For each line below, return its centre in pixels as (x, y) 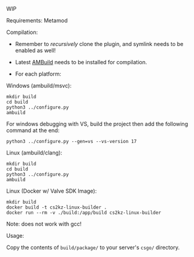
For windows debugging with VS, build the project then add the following (97, 124)
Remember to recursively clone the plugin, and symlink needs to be (99, 44)
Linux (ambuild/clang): (34, 153)
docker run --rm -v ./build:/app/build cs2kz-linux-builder (84, 213)
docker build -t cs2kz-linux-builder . (57, 207)
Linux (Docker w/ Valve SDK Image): (52, 191)
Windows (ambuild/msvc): (39, 85)
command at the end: (33, 130)
